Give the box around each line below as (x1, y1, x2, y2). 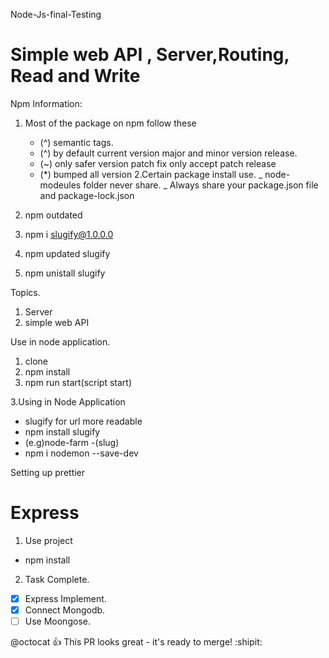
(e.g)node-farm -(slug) (24, 436, 120, 448)
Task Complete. (24, 573, 90, 585)
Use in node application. (10, 335, 111, 348)
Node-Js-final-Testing (10, 9, 102, 20)
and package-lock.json (39, 189, 135, 201)
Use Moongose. (24, 615, 91, 627)
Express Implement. (24, 592, 107, 604)
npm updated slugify (24, 247, 111, 259)
